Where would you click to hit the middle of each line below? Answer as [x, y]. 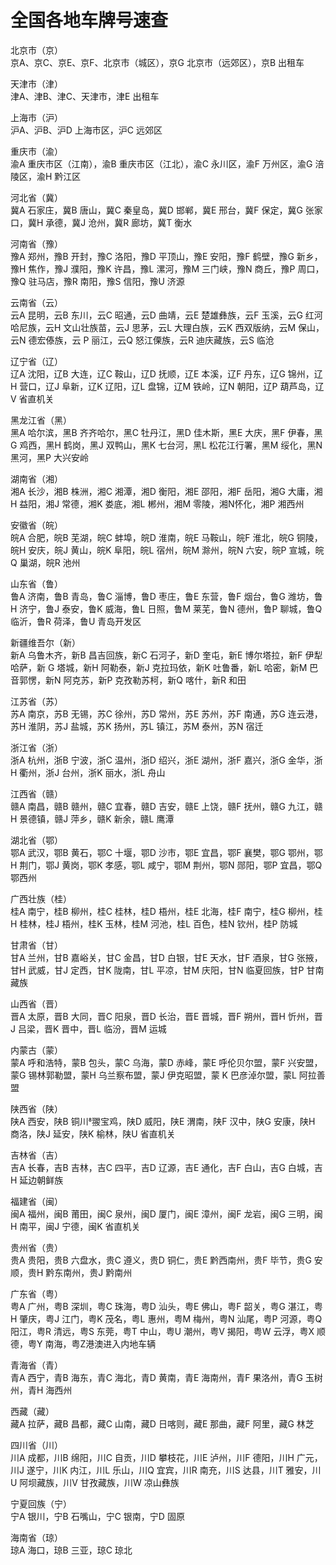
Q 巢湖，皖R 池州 [45, 562]
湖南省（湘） [36, 478]
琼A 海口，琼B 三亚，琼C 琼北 [71, 1550]
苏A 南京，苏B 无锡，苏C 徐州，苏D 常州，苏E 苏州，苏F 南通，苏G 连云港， [166, 713]
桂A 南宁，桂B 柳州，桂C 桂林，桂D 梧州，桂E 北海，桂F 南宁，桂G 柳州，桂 [166, 911]
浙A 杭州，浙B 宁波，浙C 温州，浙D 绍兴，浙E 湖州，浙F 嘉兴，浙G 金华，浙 [166, 760]
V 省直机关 [32, 398]
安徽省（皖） [36, 525]
